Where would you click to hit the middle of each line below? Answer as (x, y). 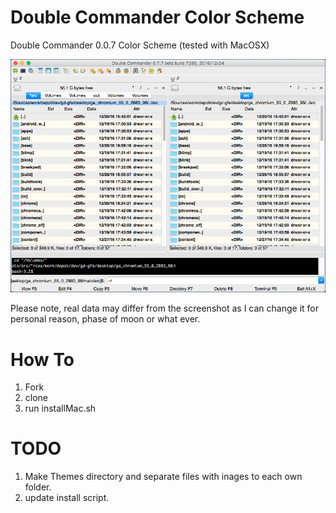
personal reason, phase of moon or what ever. (105, 319)
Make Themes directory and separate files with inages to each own (163, 477)
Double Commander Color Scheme (157, 17)
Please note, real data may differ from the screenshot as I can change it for (165, 308)
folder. (38, 487)
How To (42, 359)
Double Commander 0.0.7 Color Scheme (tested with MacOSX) (140, 45)
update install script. (67, 498)
